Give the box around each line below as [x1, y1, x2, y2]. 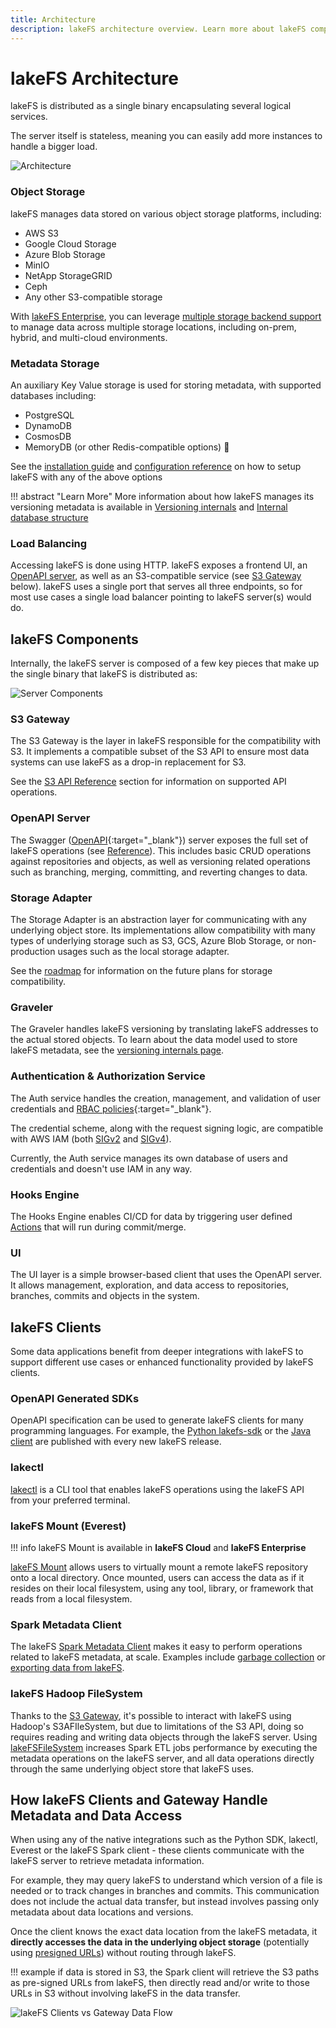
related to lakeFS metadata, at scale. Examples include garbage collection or [10, 1651, 326, 1663]
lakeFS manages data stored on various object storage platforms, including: [10, 207, 322, 220]
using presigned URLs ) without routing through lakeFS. [10, 1947, 237, 1959]
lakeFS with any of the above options [10, 471, 163, 483]
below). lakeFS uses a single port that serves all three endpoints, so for [10, 581, 303, 593]
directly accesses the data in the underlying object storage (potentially [10, 1936, 310, 1948]
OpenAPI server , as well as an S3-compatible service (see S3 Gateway [10, 570, 302, 582]
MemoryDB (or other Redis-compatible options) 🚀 [24, 441, 230, 453]
